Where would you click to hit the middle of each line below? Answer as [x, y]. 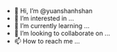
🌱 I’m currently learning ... [52, 26]
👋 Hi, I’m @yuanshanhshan [53, 11]
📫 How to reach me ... [47, 41]
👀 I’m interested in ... [44, 18]
